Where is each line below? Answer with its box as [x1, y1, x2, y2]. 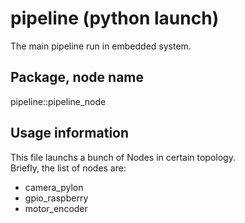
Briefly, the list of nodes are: [10, 162, 127, 174]
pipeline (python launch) [10, 7, 220, 30]
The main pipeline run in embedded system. [10, 40, 192, 52]
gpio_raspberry [24, 192, 89, 204]
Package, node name [10, 69, 144, 86]
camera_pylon [24, 181, 84, 193]
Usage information [10, 125, 130, 142]
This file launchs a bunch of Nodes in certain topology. [10, 151, 236, 163]
